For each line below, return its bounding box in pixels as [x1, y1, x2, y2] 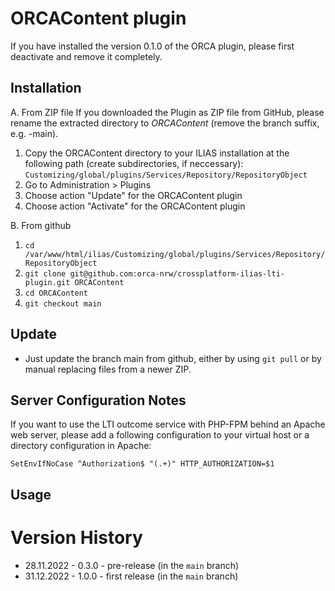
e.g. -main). [10, 127, 59, 139]
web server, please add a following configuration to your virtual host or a [10, 429, 310, 441]
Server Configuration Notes [10, 392, 187, 409]
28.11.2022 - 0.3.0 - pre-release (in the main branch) [24, 559, 240, 571]
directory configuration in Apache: [10, 440, 152, 452]
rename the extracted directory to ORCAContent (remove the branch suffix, [10, 117, 320, 129]
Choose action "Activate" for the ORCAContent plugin [24, 200, 246, 212]
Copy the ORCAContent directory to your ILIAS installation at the [24, 147, 290, 159]
